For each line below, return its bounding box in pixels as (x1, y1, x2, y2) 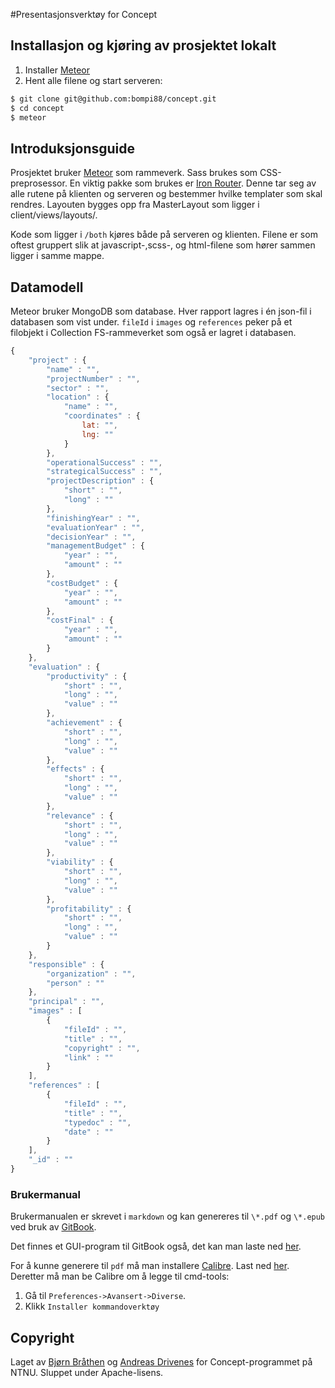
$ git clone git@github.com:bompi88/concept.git (10, 94, 217, 104)
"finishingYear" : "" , (46, 513, 141, 523)
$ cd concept (10, 103, 65, 113)
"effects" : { (46, 764, 105, 774)
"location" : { (46, 392, 110, 403)
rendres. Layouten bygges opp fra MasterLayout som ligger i (10, 199, 260, 211)
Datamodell (10, 279, 84, 296)
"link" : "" (63, 1052, 114, 1063)
